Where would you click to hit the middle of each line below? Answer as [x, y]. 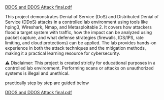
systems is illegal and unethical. [37, 73]
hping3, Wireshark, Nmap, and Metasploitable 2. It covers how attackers [78, 27]
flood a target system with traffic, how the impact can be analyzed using [79, 32]
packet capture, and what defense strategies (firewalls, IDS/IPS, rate [74, 37]
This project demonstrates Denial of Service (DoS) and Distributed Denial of [82, 17]
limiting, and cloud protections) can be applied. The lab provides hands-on [81, 43]
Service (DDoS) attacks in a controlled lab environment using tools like [77, 22]
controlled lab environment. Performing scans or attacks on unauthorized [80, 68]
